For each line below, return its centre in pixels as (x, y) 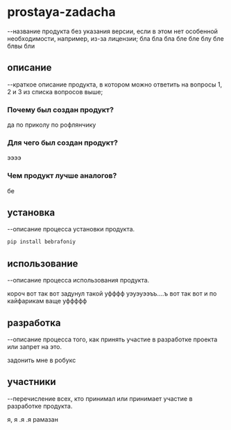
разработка (34, 323)
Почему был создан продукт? (61, 109)
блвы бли (21, 46)
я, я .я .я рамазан (33, 419)
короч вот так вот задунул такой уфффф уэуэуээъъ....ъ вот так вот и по (112, 294)
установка (31, 213)
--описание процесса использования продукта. (78, 280)
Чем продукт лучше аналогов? (62, 176)
